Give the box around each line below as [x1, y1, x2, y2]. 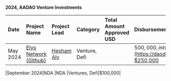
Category [76, 26, 100, 33]
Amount [104, 23, 125, 30]
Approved [104, 29, 130, 36]
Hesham [51, 47, 72, 54]
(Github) [26, 57, 46, 64]
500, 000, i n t [134, 44, 165, 51]
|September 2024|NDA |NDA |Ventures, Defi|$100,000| [5, 70, 121, 76]
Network [26, 50, 47, 58]
